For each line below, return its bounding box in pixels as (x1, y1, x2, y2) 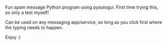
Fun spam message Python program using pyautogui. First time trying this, (5, 4, 159, 10)
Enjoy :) (5, 34, 21, 40)
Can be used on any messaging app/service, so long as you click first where (5, 19, 162, 25)
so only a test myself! (5, 9, 49, 15)
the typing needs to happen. (5, 24, 63, 30)
